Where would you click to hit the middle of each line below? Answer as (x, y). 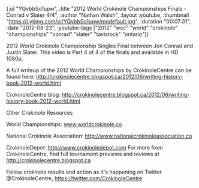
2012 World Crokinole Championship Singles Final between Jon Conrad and (100, 46)
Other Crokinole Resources (40, 113)
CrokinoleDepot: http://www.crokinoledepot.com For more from (85, 147)
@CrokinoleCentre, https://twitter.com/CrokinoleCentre (74, 178)
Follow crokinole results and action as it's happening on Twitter (84, 172)
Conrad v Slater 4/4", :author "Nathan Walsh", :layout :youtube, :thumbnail (98, 15)
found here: (20, 77)
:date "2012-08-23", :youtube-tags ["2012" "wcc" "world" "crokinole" (92, 28)
